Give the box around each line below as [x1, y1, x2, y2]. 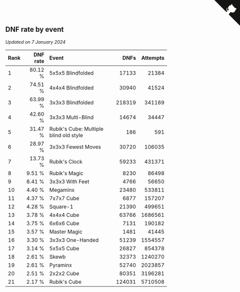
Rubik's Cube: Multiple [49, 125, 104, 132]
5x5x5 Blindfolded [49, 69, 94, 77]
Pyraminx [49, 261, 72, 268]
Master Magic [49, 228, 83, 235]
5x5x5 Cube [49, 245, 79, 252]
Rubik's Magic [49, 170, 84, 177]
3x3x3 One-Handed [49, 236, 99, 244]
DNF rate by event [5, 25, 64, 34]
